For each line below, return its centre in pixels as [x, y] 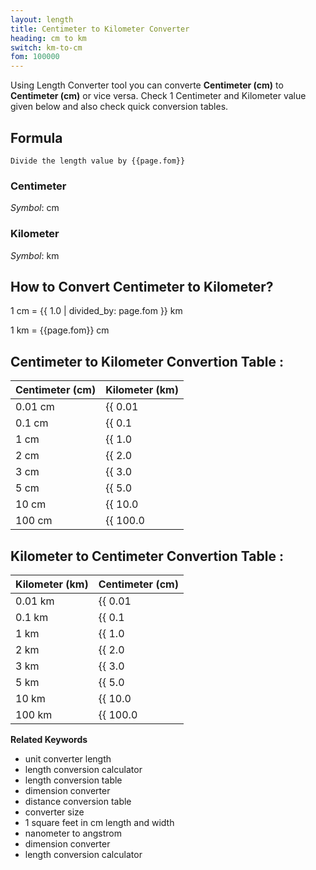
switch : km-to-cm [46, 47]
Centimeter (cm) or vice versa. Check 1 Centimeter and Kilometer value [158, 96]
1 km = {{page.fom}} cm [60, 330]
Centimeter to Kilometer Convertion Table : [147, 361]
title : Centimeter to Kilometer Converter [100, 29]
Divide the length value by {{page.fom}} [98, 161]
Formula [36, 137]
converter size [54, 812]
